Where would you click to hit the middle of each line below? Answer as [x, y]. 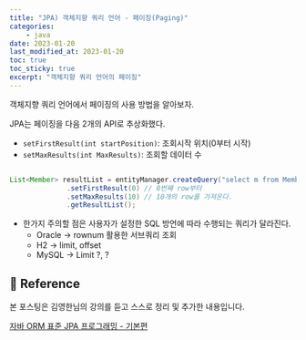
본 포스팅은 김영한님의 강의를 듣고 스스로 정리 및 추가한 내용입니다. [127, 307]
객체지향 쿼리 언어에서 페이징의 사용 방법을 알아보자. [102, 104]
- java [38, 35]
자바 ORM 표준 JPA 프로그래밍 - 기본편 [79, 326]
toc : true [28, 60]
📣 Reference [45, 283]
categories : [32, 26]
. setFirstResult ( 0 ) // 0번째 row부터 [134, 188]
